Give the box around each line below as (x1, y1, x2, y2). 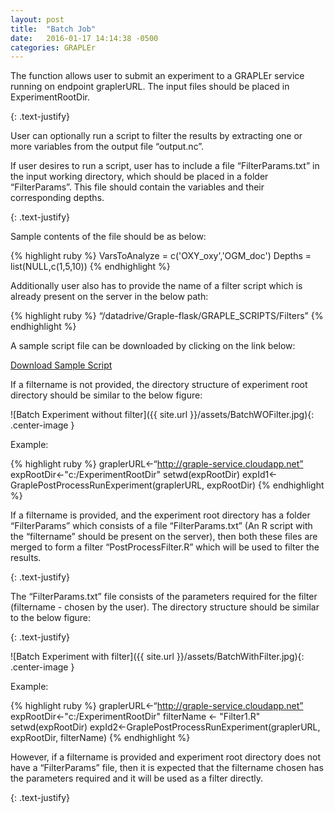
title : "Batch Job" (10, 24, 97, 34)
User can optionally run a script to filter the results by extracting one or (10, 130, 303, 142)
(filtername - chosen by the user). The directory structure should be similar (10, 601, 320, 613)
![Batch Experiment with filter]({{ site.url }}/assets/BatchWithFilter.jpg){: (10, 651, 305, 663)
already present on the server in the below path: (10, 291, 209, 303)
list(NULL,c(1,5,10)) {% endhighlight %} (10, 261, 171, 273)
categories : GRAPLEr (10, 42, 97, 53)
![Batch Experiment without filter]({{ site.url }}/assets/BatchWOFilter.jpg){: (10, 409, 315, 421)
